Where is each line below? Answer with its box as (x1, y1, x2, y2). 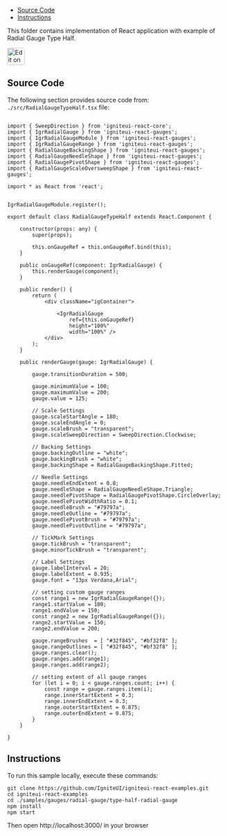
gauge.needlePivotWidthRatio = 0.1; (32, 498, 138, 505)
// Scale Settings (32, 407, 85, 414)
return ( (32, 292, 57, 299)
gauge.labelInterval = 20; (32, 564, 110, 572)
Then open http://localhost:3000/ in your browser (7, 821, 149, 829)
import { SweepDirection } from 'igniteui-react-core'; (7, 122, 172, 129)
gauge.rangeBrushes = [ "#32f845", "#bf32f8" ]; (32, 637, 178, 644)
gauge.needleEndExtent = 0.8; (32, 480, 119, 487)
